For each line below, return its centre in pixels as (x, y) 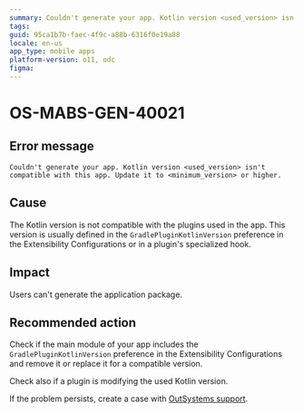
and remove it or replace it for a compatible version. (106, 364)
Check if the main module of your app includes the (104, 344)
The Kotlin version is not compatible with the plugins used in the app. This (147, 225)
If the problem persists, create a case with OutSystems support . (129, 399)
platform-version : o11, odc (63, 60)
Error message (52, 146)
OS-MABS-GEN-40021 (97, 113)
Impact (29, 273)
